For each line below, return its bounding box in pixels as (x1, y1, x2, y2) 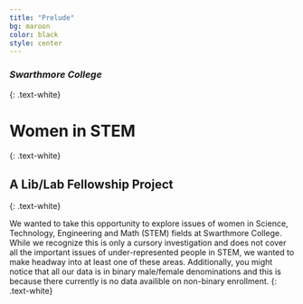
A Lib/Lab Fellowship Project (9, 176, 174, 192)
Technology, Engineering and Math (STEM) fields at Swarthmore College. (9, 228, 282, 239)
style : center (9, 38, 63, 48)
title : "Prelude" (9, 13, 75, 23)
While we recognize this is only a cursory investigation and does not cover (9, 237, 287, 249)
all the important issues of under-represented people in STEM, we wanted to (9, 247, 295, 258)
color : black (9, 30, 59, 39)
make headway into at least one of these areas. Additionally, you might (9, 257, 273, 268)
